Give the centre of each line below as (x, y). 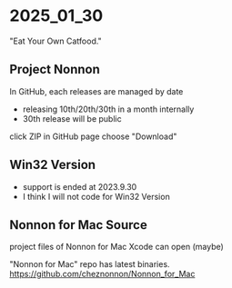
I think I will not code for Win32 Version (96, 196)
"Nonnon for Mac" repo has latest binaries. (90, 264)
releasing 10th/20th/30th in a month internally (108, 109)
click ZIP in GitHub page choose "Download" (93, 136)
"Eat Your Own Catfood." (55, 41)
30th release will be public (72, 118)
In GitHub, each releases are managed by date (96, 91)
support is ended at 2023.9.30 (80, 186)
